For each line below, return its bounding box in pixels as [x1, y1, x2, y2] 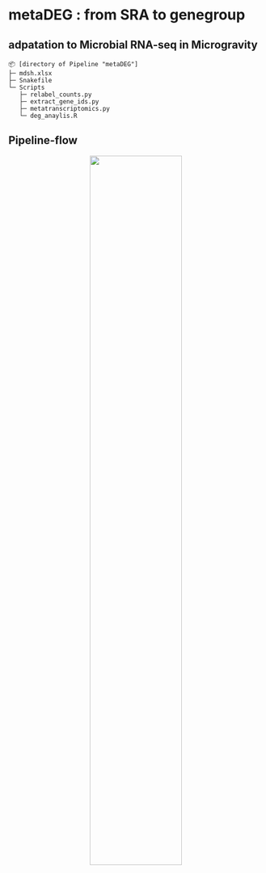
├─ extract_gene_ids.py [19, 98, 99, 106]
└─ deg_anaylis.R [19, 112, 78, 120]
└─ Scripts [8, 83, 45, 91]
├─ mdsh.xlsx [8, 70, 53, 78]
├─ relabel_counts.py [19, 91, 92, 99]
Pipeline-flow [8, 133, 78, 147]
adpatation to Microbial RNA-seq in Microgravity [8, 38, 258, 52]
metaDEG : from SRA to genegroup [8, 6, 246, 24]
